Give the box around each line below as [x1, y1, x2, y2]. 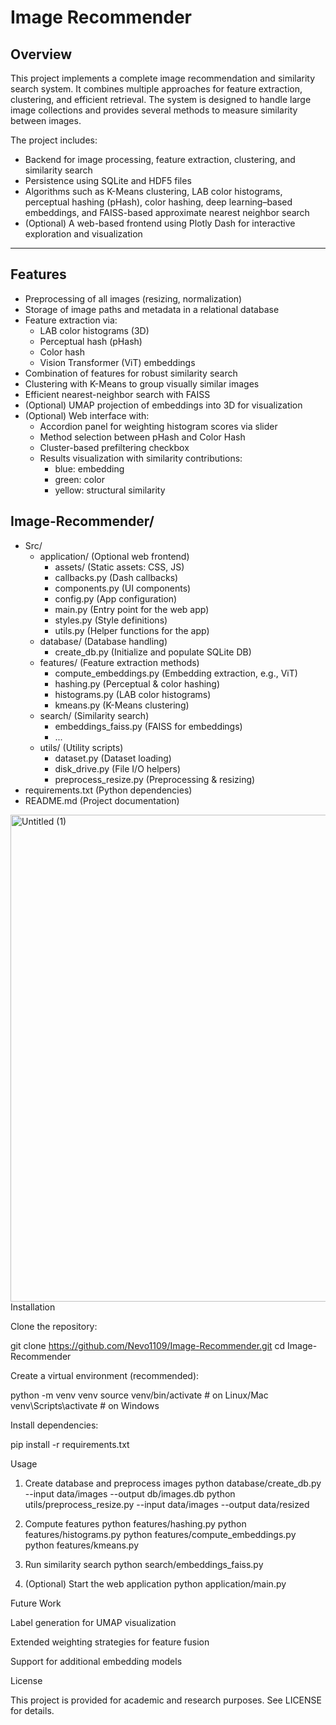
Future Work [10, 1597, 62, 1609]
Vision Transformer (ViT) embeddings [39, 356, 196, 368]
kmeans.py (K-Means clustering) [54, 699, 190, 711]
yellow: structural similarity [54, 484, 166, 496]
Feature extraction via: [24, 314, 118, 326]
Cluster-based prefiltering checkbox [39, 441, 190, 453]
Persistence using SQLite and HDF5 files [24, 175, 192, 186]
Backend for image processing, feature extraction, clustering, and [24, 154, 296, 165]
